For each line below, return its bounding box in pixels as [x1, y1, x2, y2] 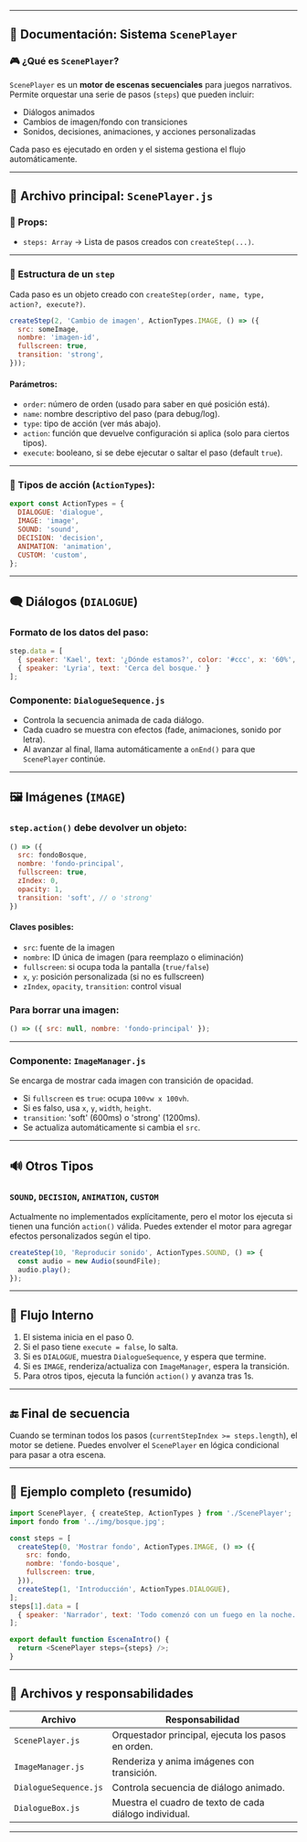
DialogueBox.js [14, 1803, 80, 1813]
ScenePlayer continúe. [22, 753, 106, 764]
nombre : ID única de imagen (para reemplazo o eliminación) [22, 952, 244, 963]
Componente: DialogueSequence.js [9, 694, 165, 707]
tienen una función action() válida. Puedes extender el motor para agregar [9, 1220, 292, 1231]
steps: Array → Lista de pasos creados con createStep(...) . [22, 237, 254, 248]
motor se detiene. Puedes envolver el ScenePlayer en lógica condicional [9, 1440, 280, 1451]
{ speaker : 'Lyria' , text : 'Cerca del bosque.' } [17, 664, 210, 673]
